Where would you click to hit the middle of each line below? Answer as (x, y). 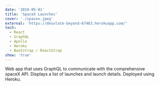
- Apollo (18, 42)
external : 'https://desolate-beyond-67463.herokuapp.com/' (66, 23)
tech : (10, 28)
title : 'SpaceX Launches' (31, 14)
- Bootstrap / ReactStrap (36, 50)
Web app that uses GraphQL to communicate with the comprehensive (75, 69)
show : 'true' (18, 55)
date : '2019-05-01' (25, 10)
